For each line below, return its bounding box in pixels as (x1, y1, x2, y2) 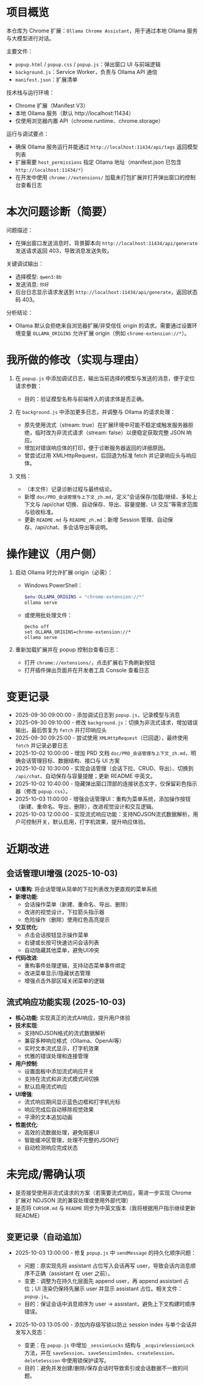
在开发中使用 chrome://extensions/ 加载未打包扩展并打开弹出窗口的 (15, 174, 185, 181)
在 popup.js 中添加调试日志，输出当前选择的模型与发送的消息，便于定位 (15, 374, 195, 382)
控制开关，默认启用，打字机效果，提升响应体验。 (26, 818, 149, 826)
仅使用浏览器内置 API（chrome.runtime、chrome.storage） (15, 117, 164, 124)
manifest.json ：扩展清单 (15, 76, 78, 83)
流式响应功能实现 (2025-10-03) (6, 997, 126, 1007)
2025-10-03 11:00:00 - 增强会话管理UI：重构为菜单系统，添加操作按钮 (15, 795, 191, 803)
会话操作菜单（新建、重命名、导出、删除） (24, 901, 132, 908)
